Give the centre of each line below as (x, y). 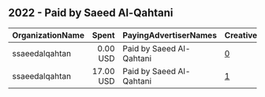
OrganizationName (49, 35)
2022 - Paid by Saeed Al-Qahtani (91, 13)
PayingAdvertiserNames (170, 35)
